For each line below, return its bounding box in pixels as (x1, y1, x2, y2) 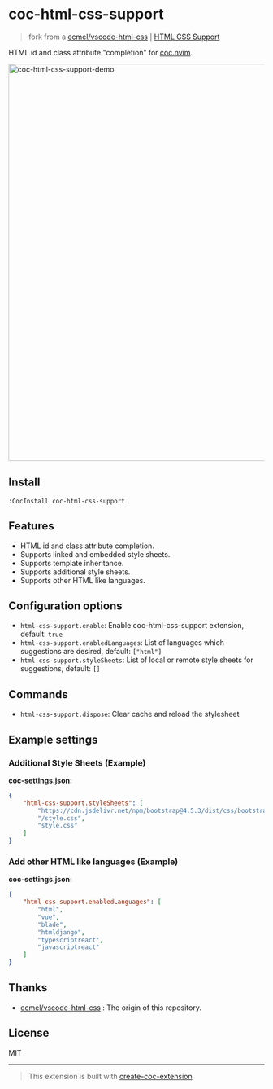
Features (8, 519, 54, 534)
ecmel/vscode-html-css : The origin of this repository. (19, 1003, 201, 1012)
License (8, 1026, 50, 1040)
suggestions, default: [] (19, 664, 101, 674)
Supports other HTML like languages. (19, 575, 146, 585)
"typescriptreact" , (37, 936, 104, 944)
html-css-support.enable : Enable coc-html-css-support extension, (19, 621, 245, 630)
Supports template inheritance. (19, 558, 124, 568)
